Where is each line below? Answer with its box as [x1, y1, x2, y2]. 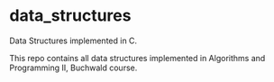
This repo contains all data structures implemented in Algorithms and [9, 52, 266, 63]
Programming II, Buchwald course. [9, 62, 138, 73]
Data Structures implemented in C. [9, 35, 138, 46]
